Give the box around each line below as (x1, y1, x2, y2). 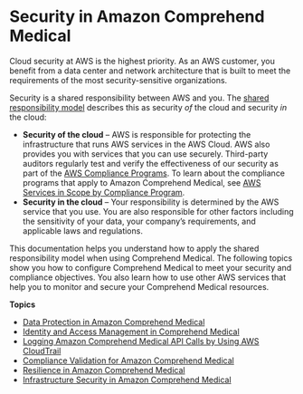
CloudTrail (22, 345, 62, 356)
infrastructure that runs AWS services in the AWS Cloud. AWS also (22, 139, 270, 149)
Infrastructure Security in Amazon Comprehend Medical (22, 374, 232, 385)
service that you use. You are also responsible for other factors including (22, 206, 294, 216)
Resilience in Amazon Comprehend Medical (22, 364, 185, 375)
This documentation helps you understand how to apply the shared (9, 243, 260, 254)
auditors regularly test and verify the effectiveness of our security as (22, 158, 279, 168)
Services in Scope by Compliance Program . (22, 187, 185, 197)
